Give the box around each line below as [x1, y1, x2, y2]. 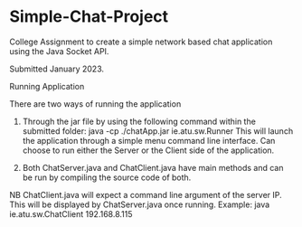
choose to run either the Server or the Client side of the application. [22, 145, 275, 156]
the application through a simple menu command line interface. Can [22, 135, 276, 146]
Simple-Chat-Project [9, 6, 169, 27]
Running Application [9, 80, 85, 91]
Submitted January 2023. [9, 63, 105, 74]
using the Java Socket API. [9, 45, 109, 56]
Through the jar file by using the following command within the [22, 116, 256, 127]
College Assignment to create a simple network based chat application [9, 36, 273, 47]
